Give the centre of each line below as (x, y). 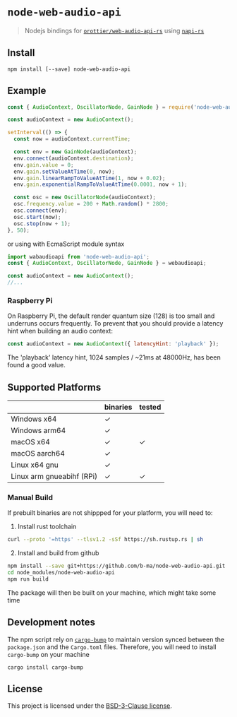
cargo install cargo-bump (45, 667)
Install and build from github (58, 553)
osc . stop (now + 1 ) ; (42, 224)
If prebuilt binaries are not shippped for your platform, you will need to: (110, 513)
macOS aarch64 (38, 454)
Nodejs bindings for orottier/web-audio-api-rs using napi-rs (114, 30)
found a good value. (36, 365)
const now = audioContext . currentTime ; (72, 139)
